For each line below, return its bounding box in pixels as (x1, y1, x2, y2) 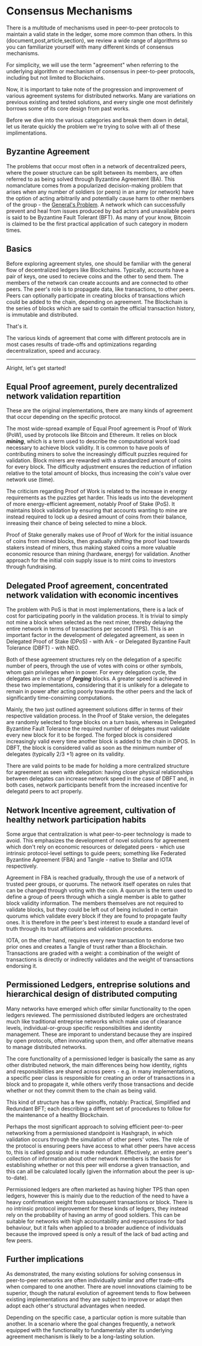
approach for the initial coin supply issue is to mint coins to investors (6, 557, 176, 564)
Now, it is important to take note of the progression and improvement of (6, 85, 183, 93)
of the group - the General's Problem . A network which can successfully (6, 201, 186, 208)
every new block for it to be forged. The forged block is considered (6, 731, 173, 738)
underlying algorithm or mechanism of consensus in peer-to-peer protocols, (6, 67, 195, 75)
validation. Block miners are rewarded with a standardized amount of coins (6, 457, 192, 464)
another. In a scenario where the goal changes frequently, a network (6, 1320, 176, 1327)
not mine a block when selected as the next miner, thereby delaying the (6, 619, 183, 626)
